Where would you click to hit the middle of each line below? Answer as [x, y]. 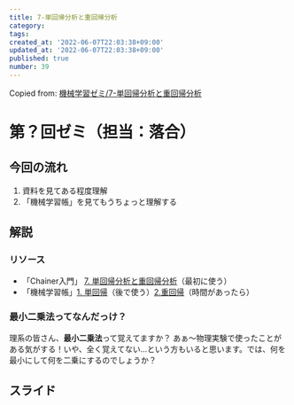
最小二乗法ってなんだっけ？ [68, 317]
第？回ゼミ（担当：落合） [103, 132]
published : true [39, 58]
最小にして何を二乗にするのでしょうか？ [83, 360]
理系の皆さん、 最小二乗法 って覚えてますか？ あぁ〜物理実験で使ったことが [145, 338]
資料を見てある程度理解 [65, 191]
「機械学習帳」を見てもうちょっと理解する [99, 201]
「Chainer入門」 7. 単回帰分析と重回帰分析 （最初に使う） [127, 281]
